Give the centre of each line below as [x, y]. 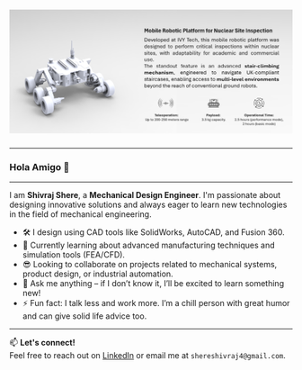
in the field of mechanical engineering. [80, 214]
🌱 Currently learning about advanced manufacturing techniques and [148, 245]
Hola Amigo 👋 [40, 167]
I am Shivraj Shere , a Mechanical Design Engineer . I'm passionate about [145, 195]
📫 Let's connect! [42, 343]
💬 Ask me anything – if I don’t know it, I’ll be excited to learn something [153, 284]
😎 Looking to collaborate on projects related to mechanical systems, [150, 265]
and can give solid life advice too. [84, 316]
